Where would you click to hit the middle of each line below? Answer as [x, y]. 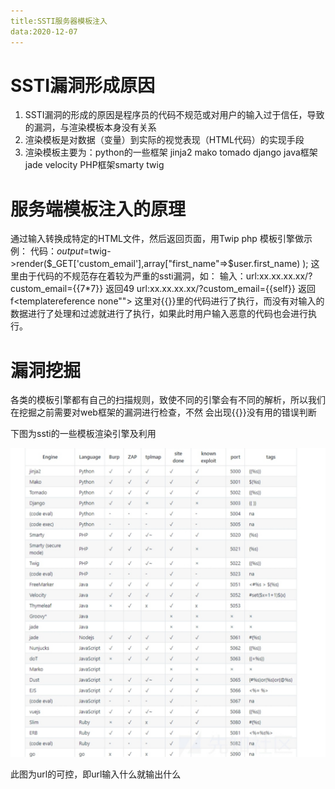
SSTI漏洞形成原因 [83, 85]
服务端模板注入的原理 [98, 209]
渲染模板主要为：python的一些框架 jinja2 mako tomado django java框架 [171, 152]
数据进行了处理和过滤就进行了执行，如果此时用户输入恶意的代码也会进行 [159, 314]
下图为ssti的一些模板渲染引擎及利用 [83, 434]
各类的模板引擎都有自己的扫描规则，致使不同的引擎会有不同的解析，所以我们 [168, 400]
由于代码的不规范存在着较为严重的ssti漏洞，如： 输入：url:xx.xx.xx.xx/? [165, 276]
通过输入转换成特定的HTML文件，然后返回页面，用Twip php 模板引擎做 [157, 239]
